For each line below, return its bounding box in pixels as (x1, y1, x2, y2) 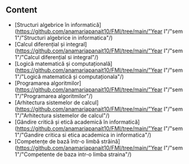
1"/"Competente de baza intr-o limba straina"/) (14, 151, 132, 158)
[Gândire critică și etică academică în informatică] (14, 118, 140, 126)
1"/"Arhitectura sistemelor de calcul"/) (14, 112, 110, 119)
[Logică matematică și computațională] (14, 60, 113, 67)
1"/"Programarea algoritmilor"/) (14, 92, 93, 99)
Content (5, 5, 38, 15)
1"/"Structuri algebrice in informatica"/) (14, 34, 113, 41)
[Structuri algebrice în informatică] (14, 21, 102, 28)
